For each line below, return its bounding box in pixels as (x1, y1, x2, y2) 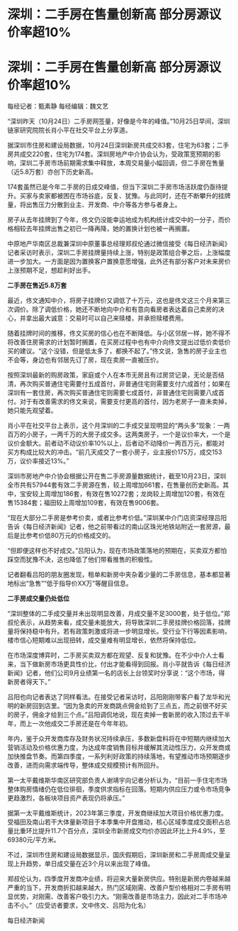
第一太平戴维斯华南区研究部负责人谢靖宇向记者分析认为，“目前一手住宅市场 (7, 776, 228, 785)
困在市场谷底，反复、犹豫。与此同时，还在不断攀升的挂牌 (62, 192, 231, 200)
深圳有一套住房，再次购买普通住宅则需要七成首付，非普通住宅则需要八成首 (7, 388, 225, 397)
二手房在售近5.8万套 (7, 281, 67, 290)
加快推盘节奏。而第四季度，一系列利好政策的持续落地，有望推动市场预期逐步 (7, 752, 231, 761)
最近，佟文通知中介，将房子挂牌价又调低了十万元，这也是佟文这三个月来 (7, 296, 218, 305)
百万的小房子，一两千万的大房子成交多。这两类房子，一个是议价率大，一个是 (7, 430, 231, 439)
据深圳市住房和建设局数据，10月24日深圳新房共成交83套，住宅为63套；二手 (7, 141, 229, 150)
